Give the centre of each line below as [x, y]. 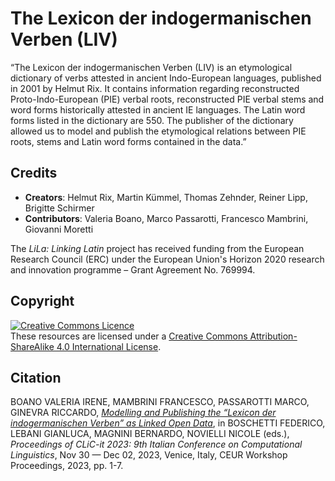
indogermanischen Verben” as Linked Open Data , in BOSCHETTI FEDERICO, [168, 423]
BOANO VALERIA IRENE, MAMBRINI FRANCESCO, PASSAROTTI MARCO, [160, 402]
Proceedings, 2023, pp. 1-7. [67, 466]
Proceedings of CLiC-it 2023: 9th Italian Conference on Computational [156, 444]
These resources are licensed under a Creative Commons [129, 336]
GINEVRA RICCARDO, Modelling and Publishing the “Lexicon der [143, 413]
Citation [36, 377]
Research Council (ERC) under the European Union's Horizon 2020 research [167, 259]
